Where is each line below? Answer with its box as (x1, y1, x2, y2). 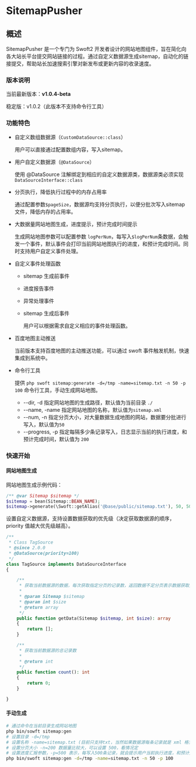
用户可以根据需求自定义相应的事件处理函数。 (23, 322, 131, 329)
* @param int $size (19, 599, 66, 605)
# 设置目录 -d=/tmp (6, 734, 50, 740)
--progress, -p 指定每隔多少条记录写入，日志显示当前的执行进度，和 (23, 428, 187, 435)
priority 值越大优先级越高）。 (6, 522, 74, 529)
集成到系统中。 (14, 354, 51, 361)
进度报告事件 (23, 285, 54, 292)
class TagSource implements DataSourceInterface (6, 561, 127, 567)
